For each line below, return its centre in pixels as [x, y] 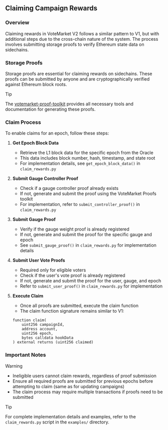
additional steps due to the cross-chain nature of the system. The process [82, 39]
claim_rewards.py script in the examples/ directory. [57, 422]
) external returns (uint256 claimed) [53, 342]
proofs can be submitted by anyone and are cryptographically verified [77, 79]
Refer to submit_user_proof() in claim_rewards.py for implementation [91, 286]
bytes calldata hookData [48, 338]
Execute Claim [28, 296]
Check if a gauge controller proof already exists [69, 188]
